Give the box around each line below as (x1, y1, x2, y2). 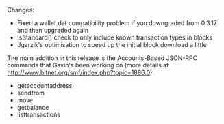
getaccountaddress (16, 82, 73, 89)
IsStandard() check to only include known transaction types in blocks (16, 33, 213, 42)
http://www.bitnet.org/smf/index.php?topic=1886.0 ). (7, 68, 154, 76)
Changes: (7, 6, 34, 14)
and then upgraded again (16, 27, 89, 34)
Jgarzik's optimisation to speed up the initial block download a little (16, 41, 207, 48)
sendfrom (16, 89, 45, 97)
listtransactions (16, 110, 60, 119)
